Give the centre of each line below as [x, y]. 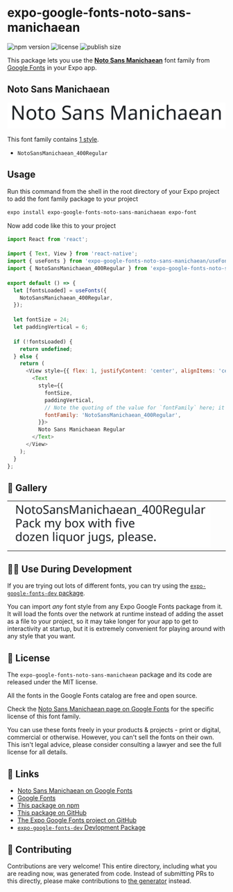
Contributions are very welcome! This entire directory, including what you [112, 866]
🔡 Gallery [27, 488]
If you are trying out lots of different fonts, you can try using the [98, 586]
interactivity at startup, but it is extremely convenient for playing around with [116, 629]
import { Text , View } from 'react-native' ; [72, 254]
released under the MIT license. [53, 682]
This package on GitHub [52, 813]
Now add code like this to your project [62, 225]
